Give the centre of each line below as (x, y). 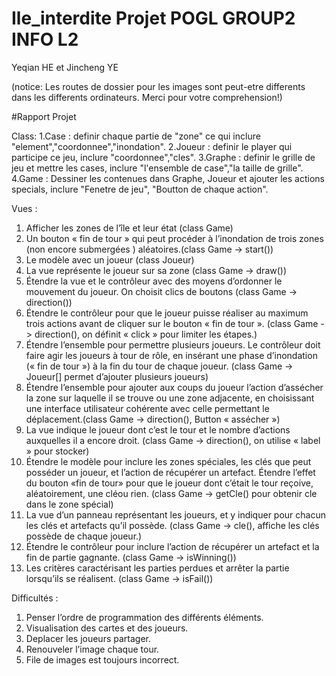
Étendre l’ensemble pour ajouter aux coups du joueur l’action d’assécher (174, 387)
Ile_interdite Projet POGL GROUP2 (153, 18)
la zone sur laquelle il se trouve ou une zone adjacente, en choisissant (170, 398)
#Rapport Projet (44, 116)
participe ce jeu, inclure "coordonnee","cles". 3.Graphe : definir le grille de (163, 157)
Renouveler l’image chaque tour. (92, 649)
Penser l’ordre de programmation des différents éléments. (144, 617)
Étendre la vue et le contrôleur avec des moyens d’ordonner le (154, 281)
